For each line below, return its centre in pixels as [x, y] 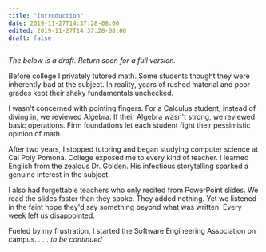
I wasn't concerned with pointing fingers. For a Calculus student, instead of [132, 108]
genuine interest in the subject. [59, 175]
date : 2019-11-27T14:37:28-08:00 [64, 23]
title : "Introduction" [46, 16]
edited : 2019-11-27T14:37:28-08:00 [67, 30]
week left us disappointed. [52, 215]
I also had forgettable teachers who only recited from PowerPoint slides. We [133, 190]
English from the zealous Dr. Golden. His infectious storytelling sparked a [129, 166]
